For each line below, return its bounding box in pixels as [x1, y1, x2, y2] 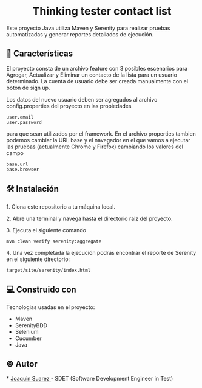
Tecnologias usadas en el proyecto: [6, 303, 95, 311]
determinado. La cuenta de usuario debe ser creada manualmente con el [6, 77, 189, 85]
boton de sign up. [6, 84, 50, 91]
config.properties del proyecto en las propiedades [6, 102, 132, 109]
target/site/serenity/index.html [6, 267, 91, 273]
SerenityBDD [15, 322, 47, 329]
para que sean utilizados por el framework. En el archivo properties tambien [6, 130, 196, 137]
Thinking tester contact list [32, 4, 172, 18]
